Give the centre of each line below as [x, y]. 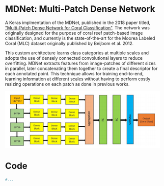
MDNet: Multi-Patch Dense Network [80, 9]
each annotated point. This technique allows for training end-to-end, [74, 73]
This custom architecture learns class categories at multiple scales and [77, 53]
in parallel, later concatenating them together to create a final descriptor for [82, 68]
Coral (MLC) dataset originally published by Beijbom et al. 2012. [69, 43]
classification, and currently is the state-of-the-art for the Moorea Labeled [80, 38]
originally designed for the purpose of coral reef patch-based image [74, 33]
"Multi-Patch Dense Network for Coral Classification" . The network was [77, 27]
